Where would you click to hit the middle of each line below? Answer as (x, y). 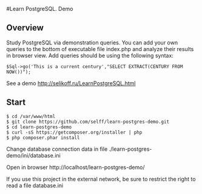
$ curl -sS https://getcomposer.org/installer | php (74, 132)
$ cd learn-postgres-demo (39, 127)
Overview (25, 28)
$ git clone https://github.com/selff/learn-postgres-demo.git (88, 122)
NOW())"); (19, 72)
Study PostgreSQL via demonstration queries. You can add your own (92, 43)
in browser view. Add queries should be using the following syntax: (90, 55)
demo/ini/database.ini (33, 155)
